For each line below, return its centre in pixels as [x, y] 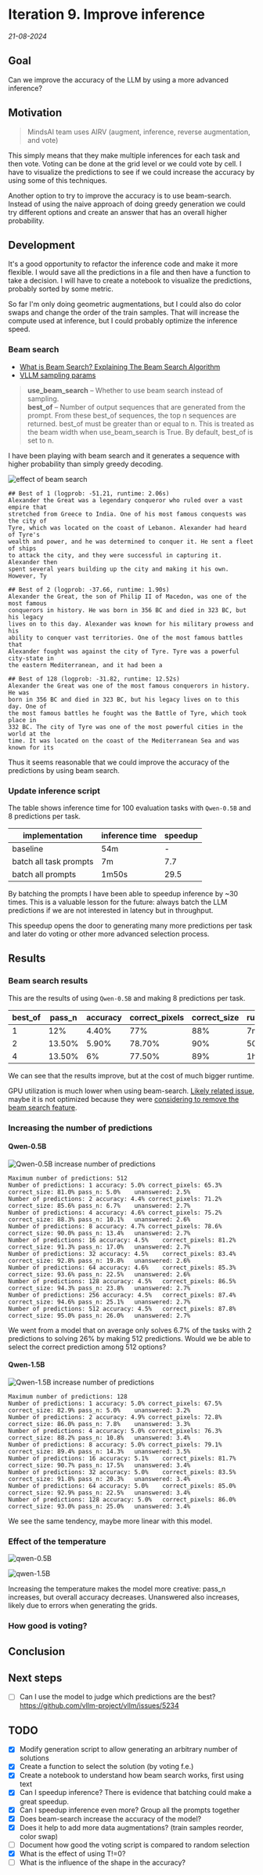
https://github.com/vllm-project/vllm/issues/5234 [99, 1705]
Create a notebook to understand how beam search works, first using [131, 1775]
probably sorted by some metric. [61, 289]
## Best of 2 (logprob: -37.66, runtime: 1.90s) [89, 589]
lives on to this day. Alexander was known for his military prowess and [131, 624]
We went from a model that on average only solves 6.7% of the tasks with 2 [130, 1330]
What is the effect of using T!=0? [72, 1853]
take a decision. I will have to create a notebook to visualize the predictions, [130, 281]
